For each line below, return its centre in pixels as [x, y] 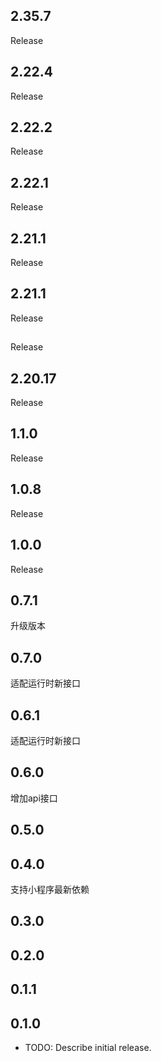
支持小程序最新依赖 [50, 889]
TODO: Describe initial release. [88, 1047]
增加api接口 [34, 798]
